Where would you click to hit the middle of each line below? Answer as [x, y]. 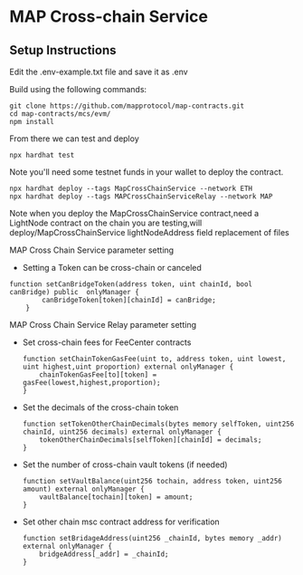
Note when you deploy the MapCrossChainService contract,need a [134, 213]
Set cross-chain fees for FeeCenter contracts [107, 342]
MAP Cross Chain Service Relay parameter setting [103, 325]
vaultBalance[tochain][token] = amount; [116, 497]
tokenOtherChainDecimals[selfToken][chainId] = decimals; [151, 440]
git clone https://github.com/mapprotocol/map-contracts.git [127, 106]
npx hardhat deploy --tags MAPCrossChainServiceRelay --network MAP [141, 196]
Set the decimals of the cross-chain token [100, 407]
